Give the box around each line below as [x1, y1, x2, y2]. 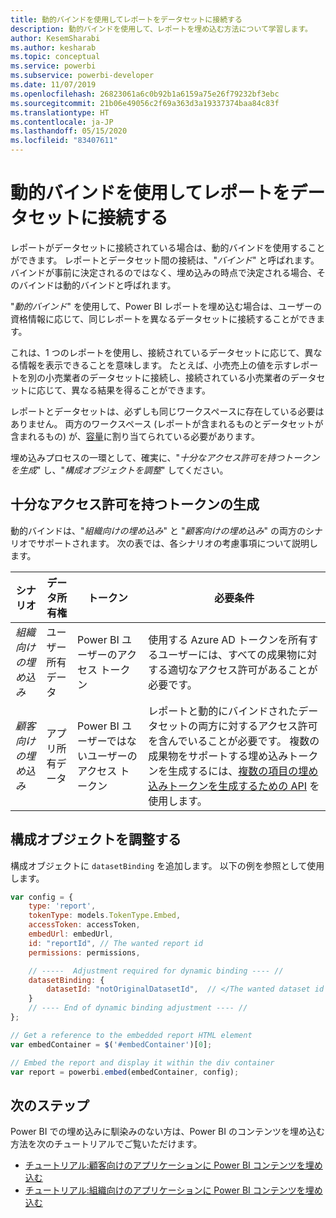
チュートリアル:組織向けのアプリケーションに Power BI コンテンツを [24, 1184, 306, 1196]
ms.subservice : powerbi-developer [10, 71, 155, 81]
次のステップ [10, 1097, 90, 1114]
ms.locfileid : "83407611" [10, 136, 118, 146]
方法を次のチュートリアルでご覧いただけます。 [10, 1138, 203, 1150]
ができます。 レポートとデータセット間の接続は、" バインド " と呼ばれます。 [10, 254, 320, 266]
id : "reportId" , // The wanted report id [28, 938, 203, 948]
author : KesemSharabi [10, 33, 101, 43]
